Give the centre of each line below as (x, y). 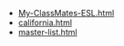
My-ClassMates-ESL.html (66, 13)
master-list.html (47, 32)
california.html (45, 23)
